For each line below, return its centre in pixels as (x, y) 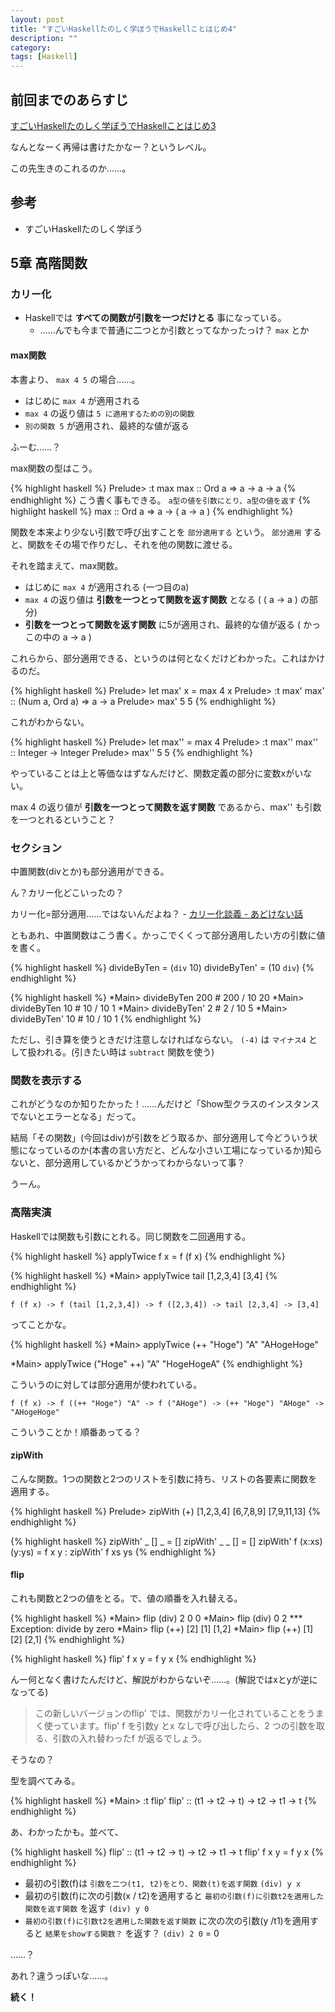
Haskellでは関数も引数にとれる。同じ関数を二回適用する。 (130, 1236)
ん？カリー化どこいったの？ (67, 892)
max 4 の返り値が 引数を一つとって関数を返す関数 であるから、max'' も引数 (166, 807)
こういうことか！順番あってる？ (76, 1432)
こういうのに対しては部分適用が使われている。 (106, 1384)
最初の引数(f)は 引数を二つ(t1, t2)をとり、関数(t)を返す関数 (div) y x (163, 1883)
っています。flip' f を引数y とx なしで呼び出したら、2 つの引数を (184, 1725)
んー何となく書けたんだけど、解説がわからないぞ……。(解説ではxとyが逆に (164, 1679)
